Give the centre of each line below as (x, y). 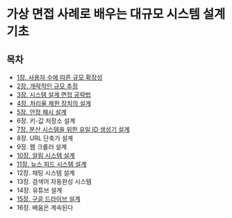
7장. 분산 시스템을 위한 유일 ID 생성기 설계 (73, 129)
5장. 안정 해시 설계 (42, 112)
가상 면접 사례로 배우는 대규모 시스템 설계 (116, 14)
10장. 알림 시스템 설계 (46, 156)
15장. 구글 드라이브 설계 (48, 199)
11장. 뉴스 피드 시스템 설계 (51, 164)
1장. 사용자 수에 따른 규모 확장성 (59, 77)
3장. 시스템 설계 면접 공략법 (53, 95)
